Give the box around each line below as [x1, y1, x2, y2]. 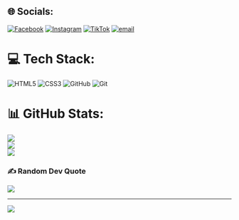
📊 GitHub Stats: [7, 105, 105, 122]
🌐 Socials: [7, 6, 54, 18]
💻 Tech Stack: [7, 51, 95, 67]
